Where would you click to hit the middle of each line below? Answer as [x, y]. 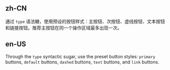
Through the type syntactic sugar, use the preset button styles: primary [80, 56]
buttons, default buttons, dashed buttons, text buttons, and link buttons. [82, 62]
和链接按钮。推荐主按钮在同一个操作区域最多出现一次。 [63, 28]
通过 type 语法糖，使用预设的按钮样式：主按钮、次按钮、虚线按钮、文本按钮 [85, 21]
